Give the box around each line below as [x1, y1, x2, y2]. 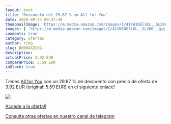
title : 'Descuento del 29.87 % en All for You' [5, 12, 108, 17]
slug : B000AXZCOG [5, 45, 42, 51]
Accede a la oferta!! [5, 103, 47, 110]
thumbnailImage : [5, 21, 40, 27]
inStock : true [5, 64, 36, 69]
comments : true [5, 31, 38, 36]
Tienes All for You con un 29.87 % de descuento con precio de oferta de [5, 79, 158, 85]
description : [5, 50, 33, 55]
